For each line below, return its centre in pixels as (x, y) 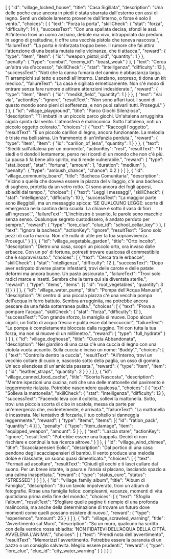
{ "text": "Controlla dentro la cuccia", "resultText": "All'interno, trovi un (79, 355)
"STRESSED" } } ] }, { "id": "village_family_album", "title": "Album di (75, 480)
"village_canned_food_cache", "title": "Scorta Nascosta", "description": (80, 377)
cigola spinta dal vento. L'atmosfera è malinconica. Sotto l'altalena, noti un (83, 121)
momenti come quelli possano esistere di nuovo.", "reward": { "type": (78, 513)
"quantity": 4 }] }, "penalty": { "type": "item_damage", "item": (69, 426)
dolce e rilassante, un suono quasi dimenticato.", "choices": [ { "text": (78, 458)
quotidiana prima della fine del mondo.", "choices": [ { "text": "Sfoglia (78, 496)
